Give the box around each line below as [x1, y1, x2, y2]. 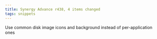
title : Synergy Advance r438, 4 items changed [5, 7, 100, 12]
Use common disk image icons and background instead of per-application [5, 24, 153, 30]
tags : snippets [5, 11, 36, 16]
